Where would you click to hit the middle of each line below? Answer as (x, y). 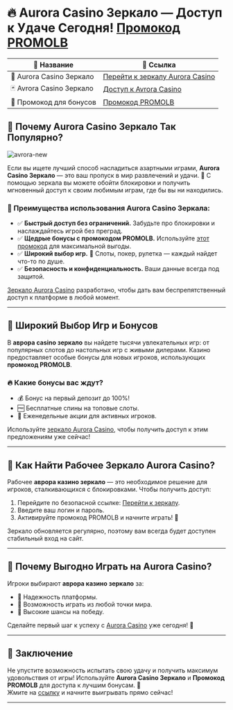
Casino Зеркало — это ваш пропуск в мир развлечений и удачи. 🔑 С (109, 175)
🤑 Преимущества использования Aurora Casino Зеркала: (109, 208)
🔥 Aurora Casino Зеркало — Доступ (115, 13)
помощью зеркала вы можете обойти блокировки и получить (99, 183)
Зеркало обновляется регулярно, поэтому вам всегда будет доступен (112, 531)
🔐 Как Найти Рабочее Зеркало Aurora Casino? (111, 465)
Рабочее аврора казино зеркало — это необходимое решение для (107, 481)
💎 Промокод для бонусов (53, 102)
